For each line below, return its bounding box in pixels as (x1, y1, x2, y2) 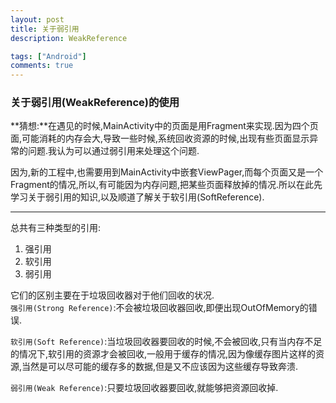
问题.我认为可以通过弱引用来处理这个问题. (27, 145, 200, 157)
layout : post (10, 14, 65, 25)
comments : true (10, 61, 74, 71)
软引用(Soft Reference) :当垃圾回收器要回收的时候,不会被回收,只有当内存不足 (10, 336, 323, 348)
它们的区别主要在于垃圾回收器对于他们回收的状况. (10, 289, 215, 301)
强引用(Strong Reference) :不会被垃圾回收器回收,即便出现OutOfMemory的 (10, 302, 309, 314)
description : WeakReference (10, 33, 128, 43)
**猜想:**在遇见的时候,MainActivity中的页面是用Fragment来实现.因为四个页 (10, 120, 319, 132)
